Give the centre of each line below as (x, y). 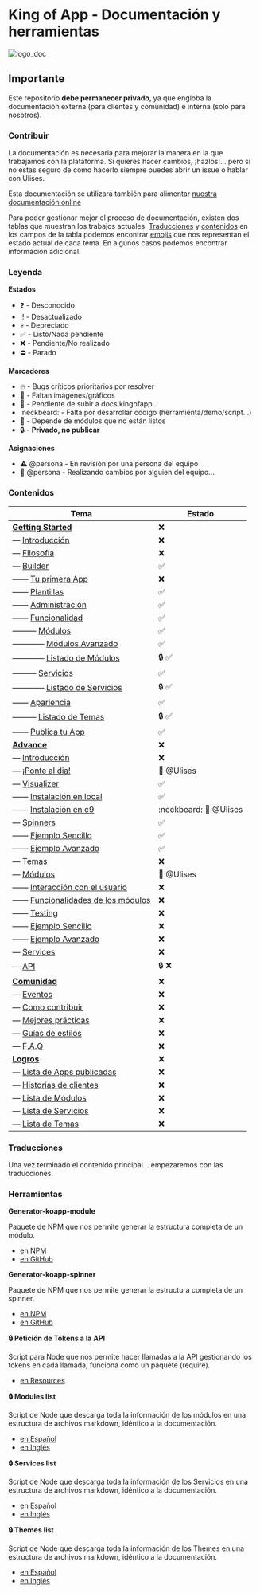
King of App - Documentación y (114, 15)
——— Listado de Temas (58, 717)
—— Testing (35, 912)
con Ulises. (27, 179)
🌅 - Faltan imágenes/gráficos (67, 395)
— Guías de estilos (47, 1033)
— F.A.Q (28, 1046)
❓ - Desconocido (47, 305)
